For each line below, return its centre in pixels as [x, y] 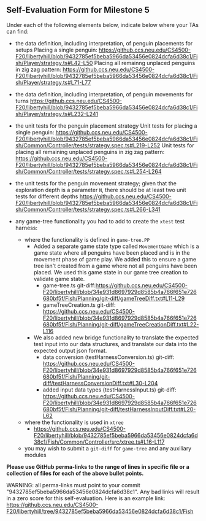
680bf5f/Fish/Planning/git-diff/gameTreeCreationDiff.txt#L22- [121, 324]
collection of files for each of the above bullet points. [75, 473]
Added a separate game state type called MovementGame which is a [116, 246]
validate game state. [59, 279]
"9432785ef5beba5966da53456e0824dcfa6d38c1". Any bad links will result [103, 492]
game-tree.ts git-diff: [69, 285]
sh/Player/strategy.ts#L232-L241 [57, 114]
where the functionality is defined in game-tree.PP [87, 239]
